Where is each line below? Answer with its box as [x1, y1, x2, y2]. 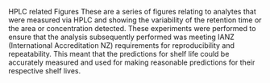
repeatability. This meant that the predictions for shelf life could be [8, 49, 230, 58]
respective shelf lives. [8, 66, 81, 75]
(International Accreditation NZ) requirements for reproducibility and [8, 41, 235, 50]
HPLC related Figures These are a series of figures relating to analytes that [8, 7, 256, 16]
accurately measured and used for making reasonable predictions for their [8, 57, 255, 67]
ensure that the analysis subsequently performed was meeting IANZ [8, 32, 235, 41]
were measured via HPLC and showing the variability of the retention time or [8, 15, 262, 25]
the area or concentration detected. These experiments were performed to [8, 24, 256, 33]
